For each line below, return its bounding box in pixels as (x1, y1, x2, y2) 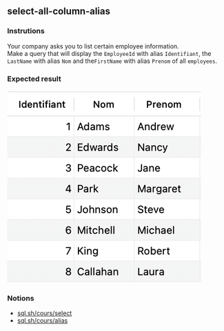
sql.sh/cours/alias (17, 316, 68, 325)
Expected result (7, 74, 61, 84)
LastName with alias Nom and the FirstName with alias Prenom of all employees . (7, 57, 218, 65)
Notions (7, 293, 34, 303)
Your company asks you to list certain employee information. (7, 41, 179, 50)
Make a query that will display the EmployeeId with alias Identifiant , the (7, 49, 212, 57)
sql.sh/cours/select (17, 309, 72, 317)
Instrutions (7, 26, 45, 36)
